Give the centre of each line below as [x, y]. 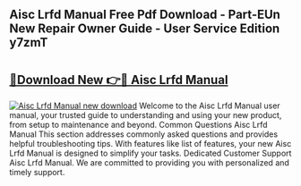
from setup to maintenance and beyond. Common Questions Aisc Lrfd [138, 125]
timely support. [37, 172]
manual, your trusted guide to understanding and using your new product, [146, 115]
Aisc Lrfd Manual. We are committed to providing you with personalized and [149, 163]
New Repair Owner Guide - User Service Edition [145, 29]
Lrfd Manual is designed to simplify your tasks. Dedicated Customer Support [150, 153]
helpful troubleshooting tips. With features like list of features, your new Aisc [150, 144]
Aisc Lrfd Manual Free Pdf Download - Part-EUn [145, 15]
